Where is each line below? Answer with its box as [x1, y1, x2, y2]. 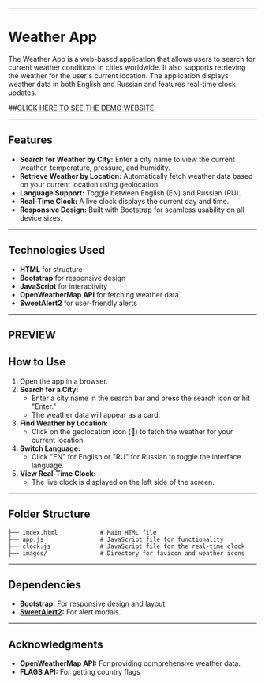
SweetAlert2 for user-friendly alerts [19, 298, 138, 308]
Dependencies [8, 578, 81, 591]
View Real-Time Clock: [19, 468, 96, 478]
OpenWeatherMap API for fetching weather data [19, 289, 179, 299]
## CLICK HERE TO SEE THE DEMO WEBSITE [8, 103, 155, 112]
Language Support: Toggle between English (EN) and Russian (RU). [19, 187, 241, 198]
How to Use [8, 355, 66, 368]
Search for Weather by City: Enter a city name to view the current [19, 154, 235, 164]
